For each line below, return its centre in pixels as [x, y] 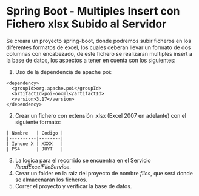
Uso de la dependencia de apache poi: [63, 72]
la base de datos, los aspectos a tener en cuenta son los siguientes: [91, 60]
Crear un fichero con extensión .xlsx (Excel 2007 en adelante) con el [101, 115]
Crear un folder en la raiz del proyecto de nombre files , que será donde [104, 173]
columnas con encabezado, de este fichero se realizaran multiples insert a [99, 53]
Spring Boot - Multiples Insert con [93, 11]
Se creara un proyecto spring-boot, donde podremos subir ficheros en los [99, 41]
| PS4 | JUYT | [35, 149]
